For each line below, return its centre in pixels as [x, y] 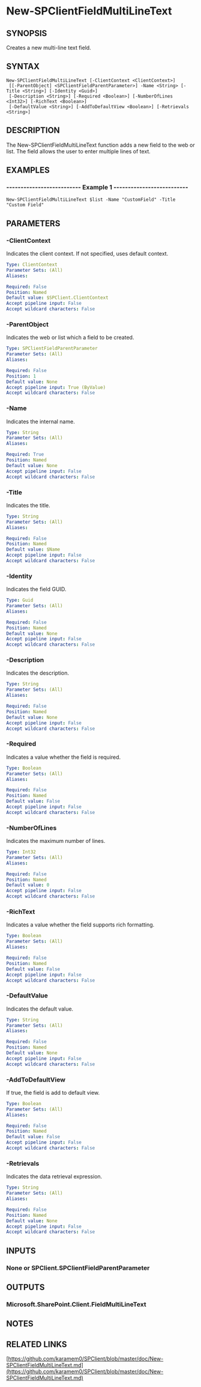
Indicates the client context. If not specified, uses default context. [87, 253]
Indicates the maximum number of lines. [56, 841]
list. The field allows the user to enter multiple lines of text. [79, 151]
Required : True [25, 455]
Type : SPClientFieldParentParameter [52, 349]
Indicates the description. [38, 673]
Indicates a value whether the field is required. [64, 757]
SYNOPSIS [27, 33]
